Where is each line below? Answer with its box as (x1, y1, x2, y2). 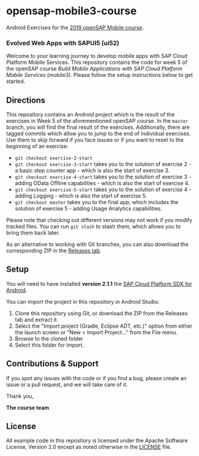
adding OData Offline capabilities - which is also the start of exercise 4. (14, 180, 190, 187)
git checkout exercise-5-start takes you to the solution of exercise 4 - (14, 186, 192, 193)
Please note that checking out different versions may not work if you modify (6, 217, 192, 224)
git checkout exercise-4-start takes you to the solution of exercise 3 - (14, 173, 192, 180)
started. (6, 78, 26, 85)
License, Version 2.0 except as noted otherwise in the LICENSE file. (6, 443, 172, 451)
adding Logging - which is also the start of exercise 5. (14, 192, 147, 199)
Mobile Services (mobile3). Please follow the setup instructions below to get (6, 72, 193, 79)
